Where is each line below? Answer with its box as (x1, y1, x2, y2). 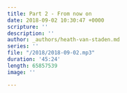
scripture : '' (7, 23, 49, 30)
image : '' (7, 69, 36, 76)
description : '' (7, 29, 54, 37)
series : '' (7, 43, 39, 50)
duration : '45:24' (7, 56, 61, 63)
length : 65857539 (7, 62, 58, 69)
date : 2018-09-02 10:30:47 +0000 (7, 17, 105, 24)
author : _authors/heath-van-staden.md (7, 36, 120, 43)
